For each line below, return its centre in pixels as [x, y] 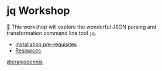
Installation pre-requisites [46, 44]
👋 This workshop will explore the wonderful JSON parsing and [82, 27]
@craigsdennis [25, 62]
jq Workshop [38, 11]
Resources [28, 50]
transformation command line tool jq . [51, 33]
